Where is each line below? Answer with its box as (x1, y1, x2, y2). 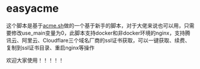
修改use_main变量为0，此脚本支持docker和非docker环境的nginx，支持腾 (11, 29, 190, 37)
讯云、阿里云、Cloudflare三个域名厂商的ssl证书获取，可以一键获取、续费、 (6, 37, 190, 44)
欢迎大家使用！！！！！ (6, 57, 64, 64)
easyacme (6, 2, 59, 15)
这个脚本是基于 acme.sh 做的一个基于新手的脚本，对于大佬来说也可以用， (6, 22, 184, 29)
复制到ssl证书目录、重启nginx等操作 (6, 44, 95, 51)
